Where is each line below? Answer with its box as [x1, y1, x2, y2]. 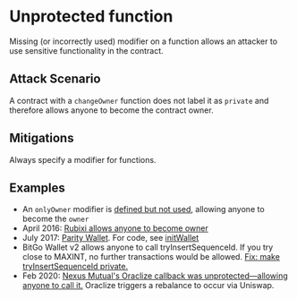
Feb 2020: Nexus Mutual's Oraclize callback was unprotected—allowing [21, 270, 288, 281]
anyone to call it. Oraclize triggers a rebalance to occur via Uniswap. [21, 280, 275, 291]
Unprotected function [9, 6, 174, 27]
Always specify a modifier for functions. [9, 154, 157, 165]
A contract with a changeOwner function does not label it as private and [9, 95, 269, 106]
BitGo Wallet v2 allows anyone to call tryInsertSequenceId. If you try [21, 242, 274, 252]
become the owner [21, 213, 89, 225]
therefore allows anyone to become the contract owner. [9, 105, 214, 115]
